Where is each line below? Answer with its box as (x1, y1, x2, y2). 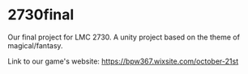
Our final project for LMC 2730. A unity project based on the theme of (7, 32, 241, 42)
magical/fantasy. (7, 40, 63, 50)
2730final (7, 6, 75, 24)
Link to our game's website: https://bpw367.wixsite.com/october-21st (7, 56, 239, 66)
